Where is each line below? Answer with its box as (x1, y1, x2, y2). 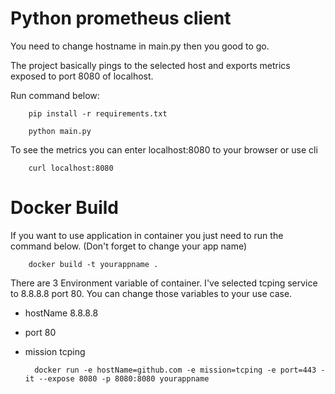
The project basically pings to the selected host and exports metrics (10, 59, 291, 71)
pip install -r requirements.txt (28, 108, 168, 119)
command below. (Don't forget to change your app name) (10, 240, 248, 252)
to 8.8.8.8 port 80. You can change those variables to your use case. (10, 287, 293, 299)
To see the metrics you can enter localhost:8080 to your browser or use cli (10, 143, 318, 156)
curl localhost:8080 (28, 163, 114, 173)
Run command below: (10, 89, 100, 101)
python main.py (28, 126, 92, 136)
